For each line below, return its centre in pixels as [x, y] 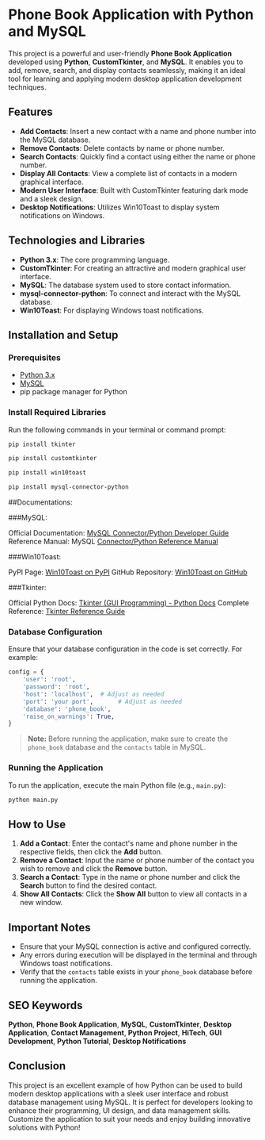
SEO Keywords [45, 1005]
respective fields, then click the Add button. [91, 852]
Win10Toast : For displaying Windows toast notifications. [112, 310]
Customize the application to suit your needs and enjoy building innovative [129, 1119]
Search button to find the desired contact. [88, 885]
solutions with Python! [44, 1127]
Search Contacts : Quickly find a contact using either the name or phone [137, 156]
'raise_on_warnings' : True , [68, 716]
